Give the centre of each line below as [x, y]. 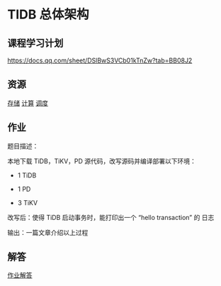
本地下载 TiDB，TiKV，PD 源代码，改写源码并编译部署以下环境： [102, 161]
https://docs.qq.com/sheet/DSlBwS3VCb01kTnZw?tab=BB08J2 [100, 60]
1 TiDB [27, 175]
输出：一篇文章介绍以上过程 [48, 232]
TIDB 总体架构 [48, 15]
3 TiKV [27, 202]
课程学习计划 [35, 43]
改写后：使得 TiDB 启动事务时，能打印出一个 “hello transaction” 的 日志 [111, 217]
